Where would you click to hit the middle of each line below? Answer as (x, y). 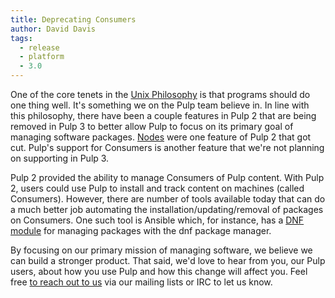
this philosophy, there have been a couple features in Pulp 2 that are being (163, 115)
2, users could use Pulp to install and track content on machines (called (157, 188)
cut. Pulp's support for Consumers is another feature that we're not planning (167, 147)
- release (39, 47)
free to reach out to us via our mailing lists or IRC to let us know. (141, 282)
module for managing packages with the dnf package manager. (141, 230)
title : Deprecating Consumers (73, 19)
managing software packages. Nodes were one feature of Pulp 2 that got (161, 137)
